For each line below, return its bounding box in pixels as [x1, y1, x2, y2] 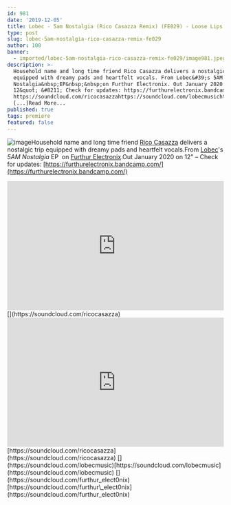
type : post [7, 29, 38, 37]
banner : [7, 49, 30, 56]
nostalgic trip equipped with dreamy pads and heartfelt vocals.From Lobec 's [7, 145, 223, 154]
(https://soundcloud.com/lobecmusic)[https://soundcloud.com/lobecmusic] [7, 461, 221, 469]
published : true [7, 106, 54, 113]
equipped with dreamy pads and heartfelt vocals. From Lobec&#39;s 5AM [13, 74, 223, 81]
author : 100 [7, 42, 41, 49]
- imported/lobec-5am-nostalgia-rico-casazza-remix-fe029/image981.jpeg [13, 55, 226, 62]
